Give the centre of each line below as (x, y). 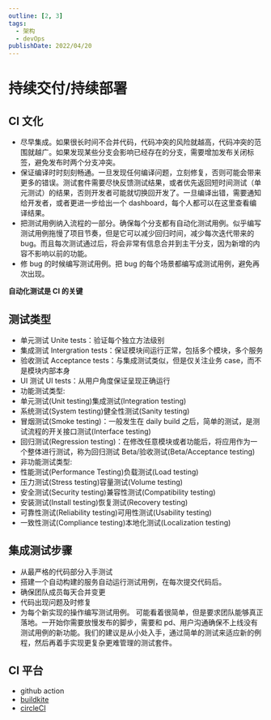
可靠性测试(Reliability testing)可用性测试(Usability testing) (116, 512)
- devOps (30, 39)
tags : (17, 24)
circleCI (33, 708)
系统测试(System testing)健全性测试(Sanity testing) (105, 411)
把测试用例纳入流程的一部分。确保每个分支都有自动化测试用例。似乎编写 (140, 223)
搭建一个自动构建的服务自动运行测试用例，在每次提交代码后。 (123, 581)
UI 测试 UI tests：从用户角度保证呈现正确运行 (95, 380)
